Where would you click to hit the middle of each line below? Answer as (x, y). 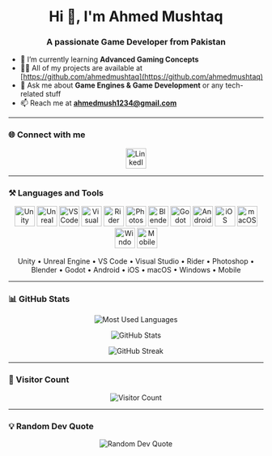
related (32, 94)
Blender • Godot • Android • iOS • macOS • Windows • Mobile (136, 270)
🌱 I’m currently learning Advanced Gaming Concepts (109, 59)
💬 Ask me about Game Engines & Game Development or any (122, 85)
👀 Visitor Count (39, 380)
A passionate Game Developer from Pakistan (136, 42)
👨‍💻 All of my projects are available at (81, 68)
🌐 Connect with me (47, 135)
